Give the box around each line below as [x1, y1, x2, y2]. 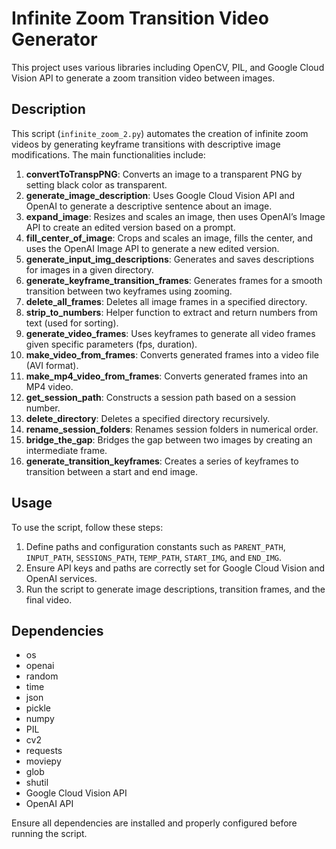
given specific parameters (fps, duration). [25, 338, 198, 350]
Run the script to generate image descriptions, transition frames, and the [25, 583, 326, 595]
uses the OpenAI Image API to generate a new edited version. [25, 242, 280, 254]
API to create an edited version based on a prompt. [25, 221, 236, 233]
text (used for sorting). [25, 317, 119, 329]
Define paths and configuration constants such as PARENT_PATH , [25, 540, 286, 552]
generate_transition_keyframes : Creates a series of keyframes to [25, 455, 299, 467]
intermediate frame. [25, 444, 108, 456]
